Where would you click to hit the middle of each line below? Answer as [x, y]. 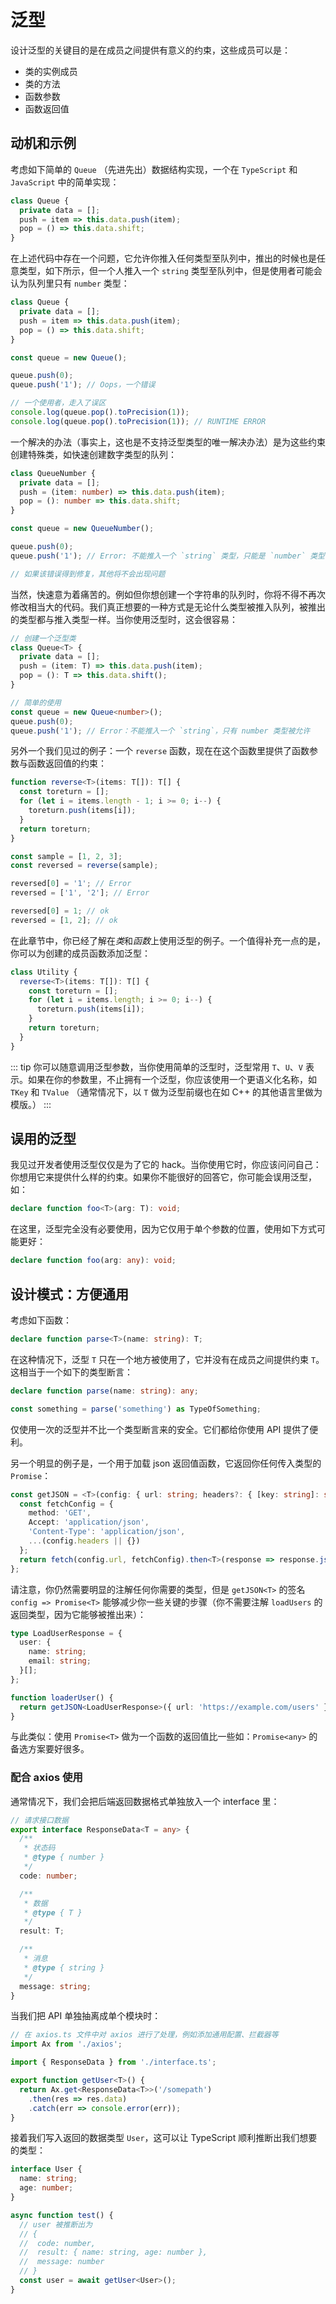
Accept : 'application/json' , [89, 1522]
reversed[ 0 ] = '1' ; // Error [71, 884]
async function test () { [62, 2215]
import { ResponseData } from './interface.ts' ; [113, 2062]
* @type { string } [64, 1967]
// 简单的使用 [36, 702]
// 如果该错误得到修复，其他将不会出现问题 [88, 574]
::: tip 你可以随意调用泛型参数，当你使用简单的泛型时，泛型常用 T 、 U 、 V [156, 1067]
